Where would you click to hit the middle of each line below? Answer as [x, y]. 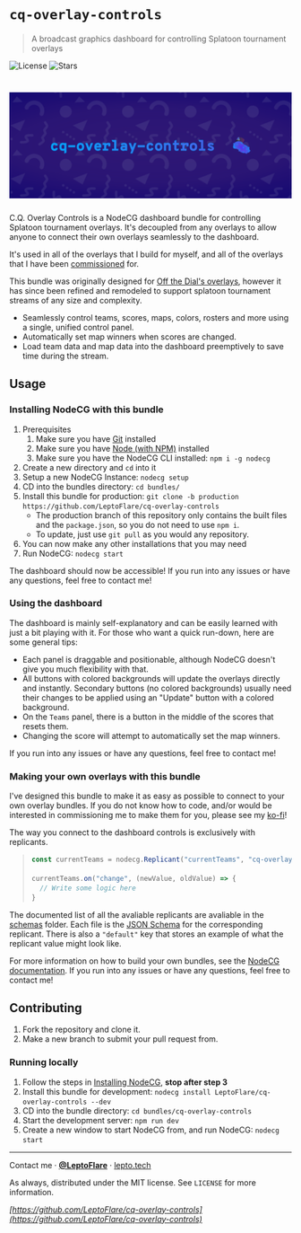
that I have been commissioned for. [74, 263]
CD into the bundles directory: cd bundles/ [101, 486]
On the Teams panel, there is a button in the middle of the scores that [148, 717]
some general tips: [43, 642]
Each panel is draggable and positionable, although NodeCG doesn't [149, 659]
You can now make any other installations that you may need [134, 543]
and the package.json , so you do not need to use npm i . [138, 524]
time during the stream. [65, 356]
